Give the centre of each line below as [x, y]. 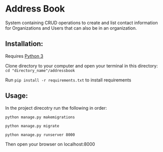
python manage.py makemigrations [40, 117]
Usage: [17, 96]
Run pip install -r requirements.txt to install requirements [68, 80]
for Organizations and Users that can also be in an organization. [71, 28]
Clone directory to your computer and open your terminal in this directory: [81, 65]
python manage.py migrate [32, 126]
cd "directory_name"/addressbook [40, 70]
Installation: [24, 44]
